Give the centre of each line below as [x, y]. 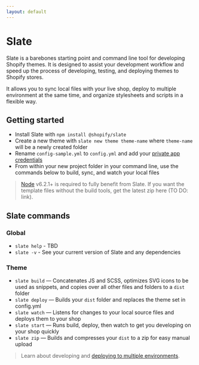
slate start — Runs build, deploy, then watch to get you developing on [103, 325]
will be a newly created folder [51, 147]
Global [16, 233]
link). [27, 197]
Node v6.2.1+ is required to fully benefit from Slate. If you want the [102, 184]
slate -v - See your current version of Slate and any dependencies [98, 253]
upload [24, 344]
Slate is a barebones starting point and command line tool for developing [96, 58]
